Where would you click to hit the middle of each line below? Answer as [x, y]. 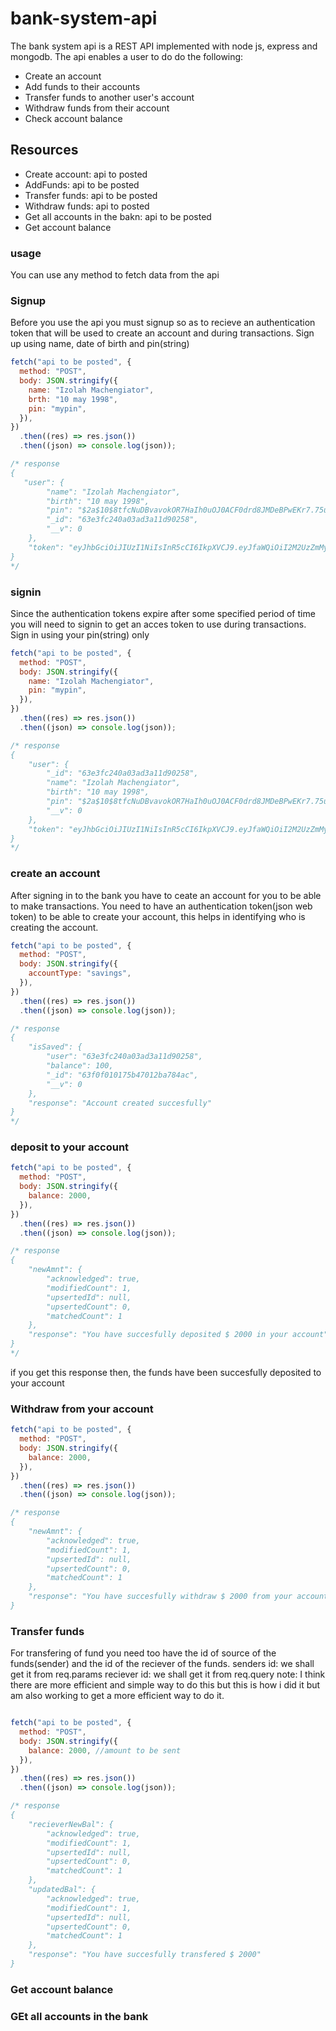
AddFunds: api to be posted [82, 184]
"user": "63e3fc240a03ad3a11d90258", [124, 1057]
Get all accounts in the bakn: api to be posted [118, 216]
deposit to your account [70, 1147]
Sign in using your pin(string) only [80, 634]
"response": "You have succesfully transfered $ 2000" [145, 1955]
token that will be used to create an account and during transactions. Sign [162, 333]
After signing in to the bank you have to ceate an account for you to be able [166, 895]
